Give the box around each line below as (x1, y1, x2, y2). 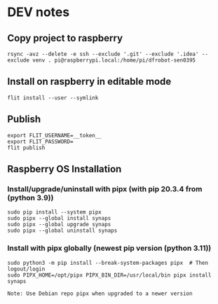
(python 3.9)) (7, 193, 54, 202)
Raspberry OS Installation (7, 163, 122, 175)
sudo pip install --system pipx (7, 209, 102, 216)
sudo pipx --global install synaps (7, 215, 111, 222)
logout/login (7, 265, 46, 272)
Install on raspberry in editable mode (7, 76, 172, 88)
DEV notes (7, 4, 70, 20)
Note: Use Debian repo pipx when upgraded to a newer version (7, 290, 193, 297)
